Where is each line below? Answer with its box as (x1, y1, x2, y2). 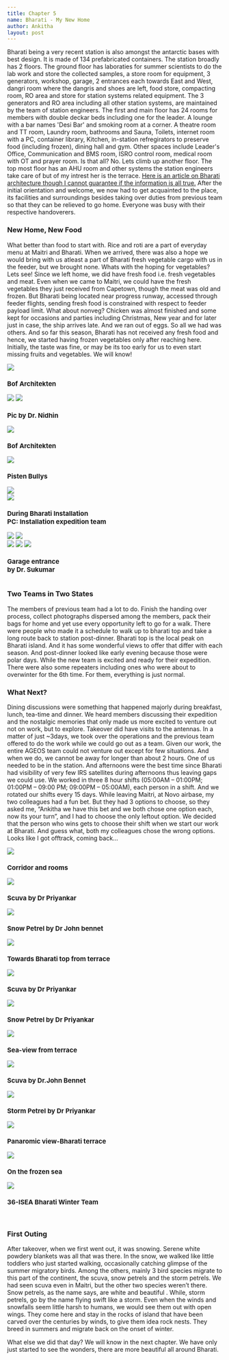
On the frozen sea (7, 1167, 63, 1176)
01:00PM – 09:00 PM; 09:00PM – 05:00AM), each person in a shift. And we (7, 783, 219, 791)
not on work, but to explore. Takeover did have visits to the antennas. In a (7, 725, 214, 733)
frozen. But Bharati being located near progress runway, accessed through (7, 292, 217, 300)
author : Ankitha (7, 23, 53, 29)
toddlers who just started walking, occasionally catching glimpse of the (7, 1259, 208, 1268)
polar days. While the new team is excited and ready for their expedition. (7, 656, 211, 664)
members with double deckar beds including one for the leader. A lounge (7, 114, 213, 122)
